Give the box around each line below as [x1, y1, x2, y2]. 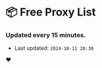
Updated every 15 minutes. [5, 31, 86, 40]
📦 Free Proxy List [5, 5, 96, 19]
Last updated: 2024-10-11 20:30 [14, 45, 94, 52]
